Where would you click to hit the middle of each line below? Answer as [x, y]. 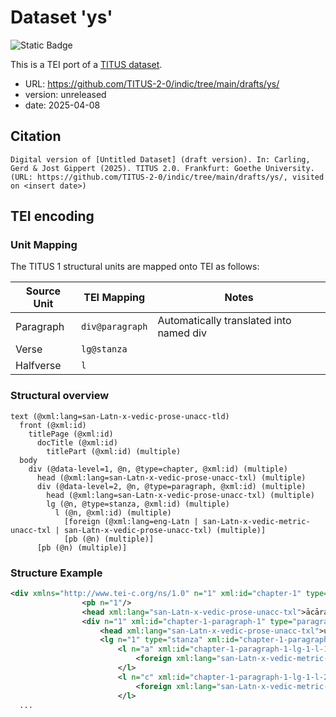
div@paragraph [114, 327]
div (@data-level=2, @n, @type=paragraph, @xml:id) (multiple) [171, 486]
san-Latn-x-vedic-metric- [256, 521]
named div [182, 333]
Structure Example [56, 573]
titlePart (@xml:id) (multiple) [114, 451]
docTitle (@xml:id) [77, 442]
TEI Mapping [114, 298]
